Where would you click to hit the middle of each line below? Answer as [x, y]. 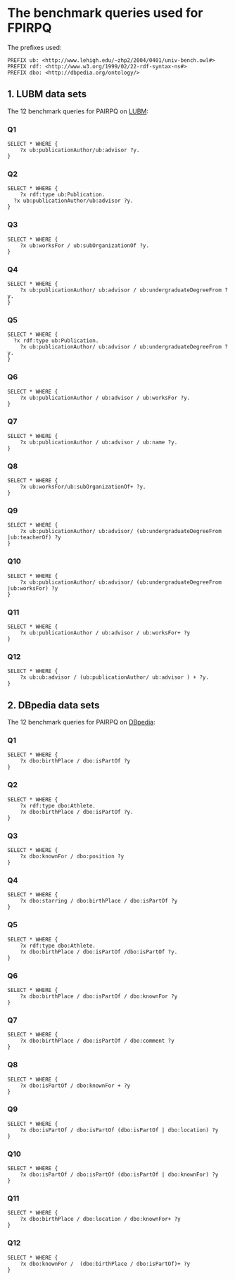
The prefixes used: [34, 47]
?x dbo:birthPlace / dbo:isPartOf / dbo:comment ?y [97, 1041]
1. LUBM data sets [47, 94]
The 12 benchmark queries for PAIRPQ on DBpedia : [82, 722]
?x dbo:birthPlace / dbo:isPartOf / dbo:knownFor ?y [99, 996]
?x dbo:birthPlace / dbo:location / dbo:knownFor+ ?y [100, 1219]
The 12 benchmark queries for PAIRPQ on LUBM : [78, 111]
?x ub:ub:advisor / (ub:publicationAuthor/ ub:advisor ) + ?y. [115, 677]
